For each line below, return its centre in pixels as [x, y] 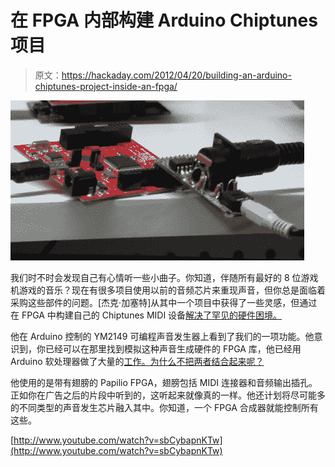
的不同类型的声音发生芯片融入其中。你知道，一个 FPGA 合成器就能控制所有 [164, 407]
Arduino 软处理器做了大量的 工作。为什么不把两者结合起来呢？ [137, 361]
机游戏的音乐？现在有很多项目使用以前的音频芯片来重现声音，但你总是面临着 [168, 290]
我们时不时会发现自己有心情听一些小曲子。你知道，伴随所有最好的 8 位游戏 [164, 277]
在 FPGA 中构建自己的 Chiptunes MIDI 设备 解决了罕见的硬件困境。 [146, 315]
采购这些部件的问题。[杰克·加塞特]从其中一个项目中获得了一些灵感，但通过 [164, 302]
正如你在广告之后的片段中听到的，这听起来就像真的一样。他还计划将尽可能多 [168, 395]
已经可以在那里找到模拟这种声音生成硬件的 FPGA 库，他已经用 [173, 348]
